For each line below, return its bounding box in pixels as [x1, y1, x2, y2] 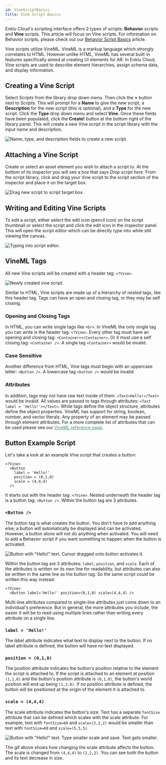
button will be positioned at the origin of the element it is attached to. [5, 686, 146, 693]
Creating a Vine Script [5, 81, 75, 90]
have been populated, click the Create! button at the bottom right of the [5, 116, 152, 122]
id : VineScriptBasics [5, 7, 50, 12]
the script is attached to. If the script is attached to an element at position [5, 671, 155, 677]
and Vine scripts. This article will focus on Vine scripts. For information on [5, 31, 157, 37]
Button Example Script [5, 439, 76, 448]
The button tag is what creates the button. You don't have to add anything [5, 520, 156, 526]
